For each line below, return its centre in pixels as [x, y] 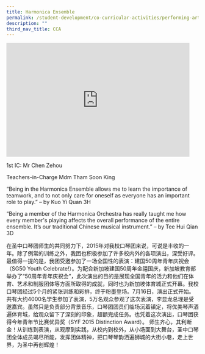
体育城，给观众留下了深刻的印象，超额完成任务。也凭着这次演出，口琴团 [102, 314]
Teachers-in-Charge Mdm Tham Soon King [61, 177]
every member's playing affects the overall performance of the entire [93, 221]
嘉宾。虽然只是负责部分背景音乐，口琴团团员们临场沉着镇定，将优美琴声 [102, 307]
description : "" [27, 23]
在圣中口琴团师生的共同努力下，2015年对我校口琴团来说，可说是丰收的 [95, 246]
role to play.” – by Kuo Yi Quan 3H [49, 202]
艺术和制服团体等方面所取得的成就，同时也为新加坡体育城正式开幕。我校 [108, 284]
